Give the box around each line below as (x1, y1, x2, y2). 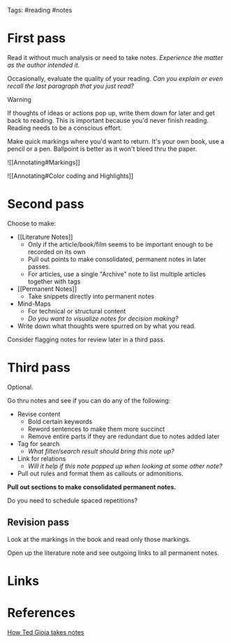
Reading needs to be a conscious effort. (7, 124, 122, 132)
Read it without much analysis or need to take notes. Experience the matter (7, 53, 223, 61)
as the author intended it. (7, 61, 80, 69)
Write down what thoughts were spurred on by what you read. (17, 321, 196, 330)
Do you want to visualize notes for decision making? (27, 314, 179, 323)
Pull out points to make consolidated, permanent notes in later (27, 255, 207, 263)
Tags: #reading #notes (7, 6, 73, 14)
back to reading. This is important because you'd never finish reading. (7, 116, 209, 124)
